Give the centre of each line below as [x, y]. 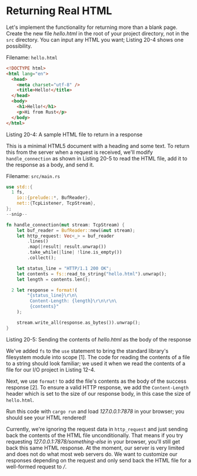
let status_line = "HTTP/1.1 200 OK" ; [64, 268]
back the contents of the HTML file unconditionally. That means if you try [95, 435]
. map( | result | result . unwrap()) [67, 247]
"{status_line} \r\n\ [52, 296]
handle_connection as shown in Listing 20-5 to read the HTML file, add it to [97, 158]
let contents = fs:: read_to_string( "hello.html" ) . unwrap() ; [92, 274]
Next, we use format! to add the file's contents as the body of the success [96, 381]
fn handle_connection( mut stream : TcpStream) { [66, 225]
